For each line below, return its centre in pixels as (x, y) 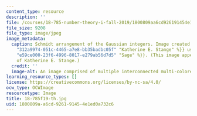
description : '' (26, 17)
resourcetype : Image (31, 93)
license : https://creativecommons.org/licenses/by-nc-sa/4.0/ (84, 83)
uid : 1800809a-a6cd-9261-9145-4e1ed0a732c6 (60, 104)
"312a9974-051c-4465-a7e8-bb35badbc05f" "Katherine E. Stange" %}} (101, 50)
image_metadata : (26, 39)
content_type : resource (35, 11)
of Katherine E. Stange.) (48, 60)
